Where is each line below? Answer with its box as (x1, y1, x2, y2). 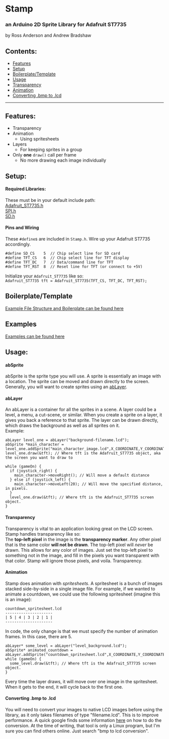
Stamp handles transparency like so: (5, 531, 81, 537)
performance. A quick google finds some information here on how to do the (5, 717, 162, 723)
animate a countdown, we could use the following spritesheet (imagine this (5, 591, 160, 597)
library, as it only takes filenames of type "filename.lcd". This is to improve (5, 712, 159, 718)
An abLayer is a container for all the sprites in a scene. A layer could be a (5, 406, 157, 413)
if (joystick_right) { (10, 469, 57, 474)
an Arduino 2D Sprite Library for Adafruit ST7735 (5, 21, 127, 28)
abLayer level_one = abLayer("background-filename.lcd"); (5, 437, 129, 443)
